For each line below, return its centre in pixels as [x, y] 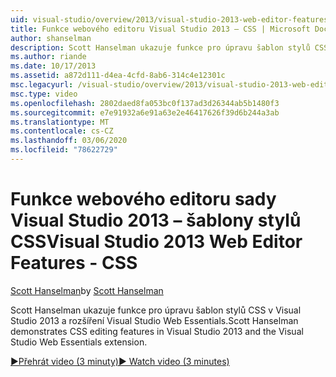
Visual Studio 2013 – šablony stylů [156, 220]
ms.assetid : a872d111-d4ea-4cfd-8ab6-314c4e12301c [118, 76]
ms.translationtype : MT [60, 122]
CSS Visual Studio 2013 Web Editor [156, 242]
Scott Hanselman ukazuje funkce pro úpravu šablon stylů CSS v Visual [156, 310]
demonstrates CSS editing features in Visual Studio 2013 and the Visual [157, 331]
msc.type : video [44, 94]
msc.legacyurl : [42, 85]
